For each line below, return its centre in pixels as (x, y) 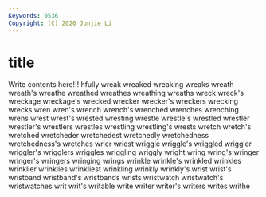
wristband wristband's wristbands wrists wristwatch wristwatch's (116, 178)
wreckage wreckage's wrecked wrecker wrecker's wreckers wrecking (123, 101)
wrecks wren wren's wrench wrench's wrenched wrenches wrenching (123, 110)
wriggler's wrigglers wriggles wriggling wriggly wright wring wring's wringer (134, 152)
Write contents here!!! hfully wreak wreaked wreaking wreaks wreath (121, 85)
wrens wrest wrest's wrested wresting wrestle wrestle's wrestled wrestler (129, 118)
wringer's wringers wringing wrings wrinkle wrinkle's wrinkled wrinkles (125, 161)
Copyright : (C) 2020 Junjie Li (60, 23)
